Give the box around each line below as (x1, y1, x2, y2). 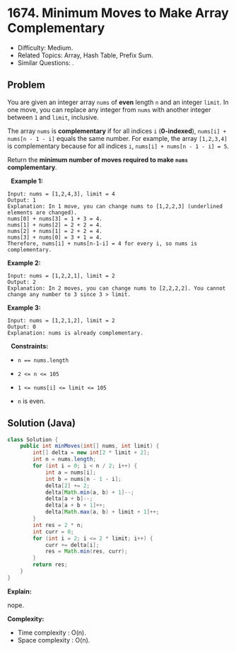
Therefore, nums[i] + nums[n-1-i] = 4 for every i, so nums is (7, 239, 198, 247)
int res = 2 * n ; (33, 521, 83, 528)
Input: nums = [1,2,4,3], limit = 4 (7, 190, 115, 198)
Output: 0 (7, 323, 37, 330)
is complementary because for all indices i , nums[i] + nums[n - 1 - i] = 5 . (7, 142, 230, 150)
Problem (7, 79, 46, 91)
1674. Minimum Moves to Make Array (7, 5, 230, 21)
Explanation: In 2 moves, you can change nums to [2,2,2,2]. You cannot (7, 285, 226, 292)
